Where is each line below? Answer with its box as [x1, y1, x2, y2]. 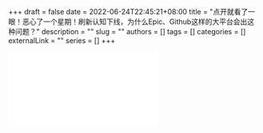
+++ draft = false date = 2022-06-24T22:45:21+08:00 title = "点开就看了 [8, 7, 249, 16]
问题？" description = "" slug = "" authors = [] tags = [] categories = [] [14, 27, 246, 36]
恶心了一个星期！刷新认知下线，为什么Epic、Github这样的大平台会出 [22, 17, 248, 26]
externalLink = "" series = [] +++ [8, 36, 116, 45]
